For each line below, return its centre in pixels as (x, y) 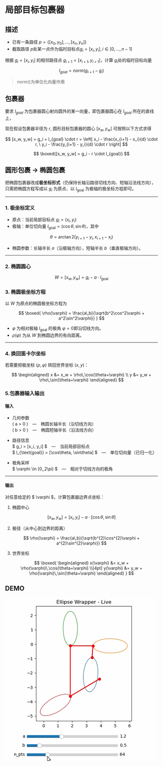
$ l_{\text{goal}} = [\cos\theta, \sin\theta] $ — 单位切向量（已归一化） (84, 452)
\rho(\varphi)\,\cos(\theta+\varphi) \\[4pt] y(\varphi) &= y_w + (81, 568)
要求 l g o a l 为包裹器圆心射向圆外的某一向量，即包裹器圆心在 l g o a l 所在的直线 (80, 112)
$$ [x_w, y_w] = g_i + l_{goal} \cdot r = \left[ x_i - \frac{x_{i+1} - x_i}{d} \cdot (81, 139)
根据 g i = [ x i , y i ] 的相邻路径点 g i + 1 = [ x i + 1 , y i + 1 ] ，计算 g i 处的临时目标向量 (78, 60)
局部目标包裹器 (35, 10)
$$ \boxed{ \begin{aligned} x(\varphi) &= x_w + (81, 563)
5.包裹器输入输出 (25, 393)
